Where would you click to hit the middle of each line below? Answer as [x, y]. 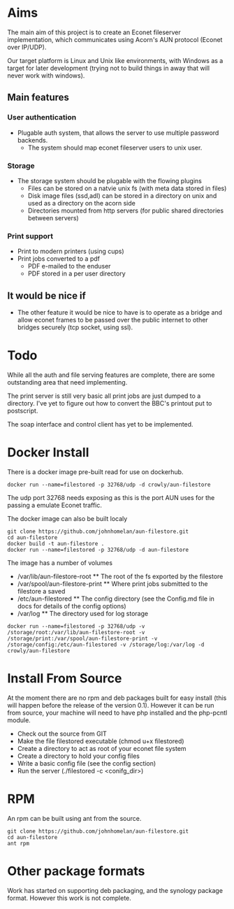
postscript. [23, 410]
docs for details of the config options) [72, 606]
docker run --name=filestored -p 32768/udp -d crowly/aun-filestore [109, 485]
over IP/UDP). [27, 47]
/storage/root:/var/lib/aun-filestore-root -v [76, 632]
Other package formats [76, 871]
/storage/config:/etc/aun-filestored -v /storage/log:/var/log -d [106, 645]
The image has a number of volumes [60, 563]
